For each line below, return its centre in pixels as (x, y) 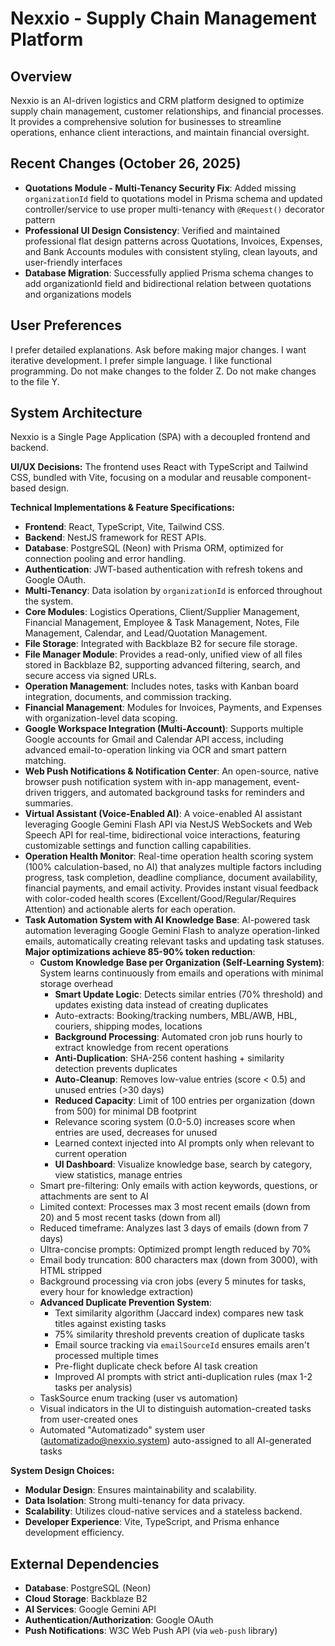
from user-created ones (88, 1419)
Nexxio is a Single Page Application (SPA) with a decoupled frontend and (160, 437)
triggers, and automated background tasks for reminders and (179, 793)
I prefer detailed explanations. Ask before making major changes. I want (158, 349)
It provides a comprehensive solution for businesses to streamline (146, 121)
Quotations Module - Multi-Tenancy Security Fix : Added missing (160, 188)
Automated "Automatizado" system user (122, 1430)
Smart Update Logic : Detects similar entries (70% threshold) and (188, 994)
